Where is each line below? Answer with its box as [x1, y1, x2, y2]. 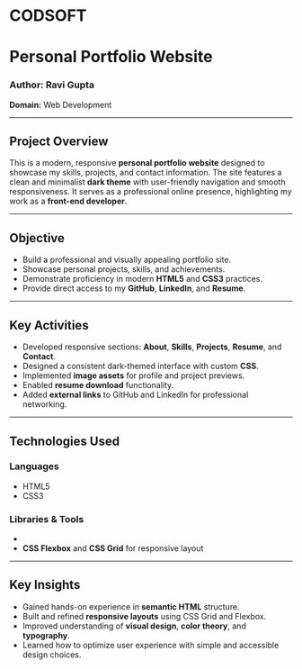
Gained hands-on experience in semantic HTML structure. [22, 601, 240, 612]
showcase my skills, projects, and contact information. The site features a [9, 167, 282, 178]
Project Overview [9, 134, 109, 149]
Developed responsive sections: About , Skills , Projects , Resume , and [22, 341, 282, 352]
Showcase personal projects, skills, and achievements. [22, 264, 226, 275]
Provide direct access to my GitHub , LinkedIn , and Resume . [22, 283, 246, 294]
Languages [9, 460, 60, 473]
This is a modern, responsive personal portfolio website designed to [9, 158, 265, 168]
